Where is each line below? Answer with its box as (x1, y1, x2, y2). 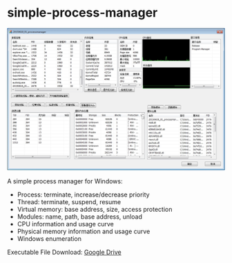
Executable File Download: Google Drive (7, 248, 122, 257)
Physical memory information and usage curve (17, 227, 151, 236)
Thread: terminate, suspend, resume (17, 198, 122, 206)
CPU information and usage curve (17, 220, 114, 228)
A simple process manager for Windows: (7, 177, 123, 185)
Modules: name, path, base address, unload (17, 212, 143, 221)
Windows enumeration (17, 235, 81, 243)
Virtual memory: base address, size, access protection (17, 206, 173, 214)
